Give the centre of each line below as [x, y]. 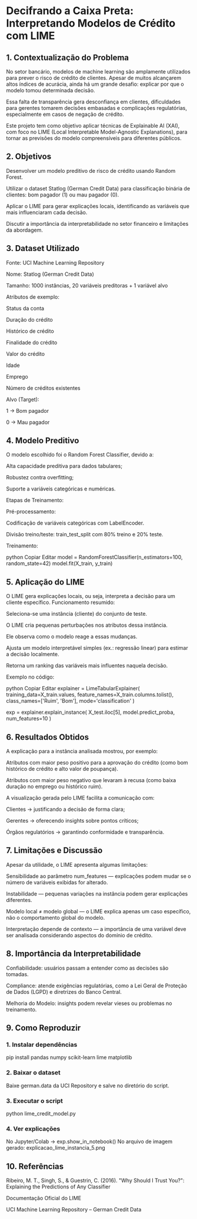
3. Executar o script [34, 1101]
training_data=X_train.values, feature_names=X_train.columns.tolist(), [90, 694]
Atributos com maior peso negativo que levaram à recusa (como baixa [91, 780]
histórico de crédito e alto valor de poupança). [62, 769]
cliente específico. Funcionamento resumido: [61, 602]
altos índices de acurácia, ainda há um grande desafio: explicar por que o [95, 84]
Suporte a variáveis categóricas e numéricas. [61, 489]
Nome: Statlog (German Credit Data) [50, 274]
